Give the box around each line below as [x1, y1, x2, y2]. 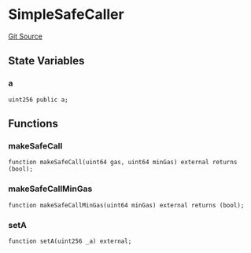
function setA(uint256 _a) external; [8, 237, 132, 245]
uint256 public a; [8, 96, 68, 104]
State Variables [8, 54, 85, 68]
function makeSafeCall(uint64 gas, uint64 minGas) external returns [8, 159, 238, 167]
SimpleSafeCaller [8, 5, 124, 24]
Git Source [8, 31, 43, 41]
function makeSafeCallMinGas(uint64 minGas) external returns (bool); [8, 201, 245, 209]
